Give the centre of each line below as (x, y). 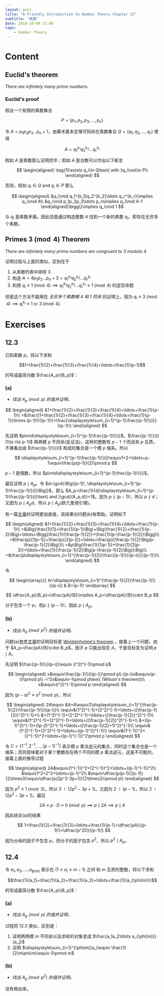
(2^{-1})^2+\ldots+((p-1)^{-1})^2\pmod (63, 736)
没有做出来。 (18, 989)
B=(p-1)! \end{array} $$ (92, 585)
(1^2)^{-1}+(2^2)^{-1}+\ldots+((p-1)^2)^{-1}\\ (63, 730)
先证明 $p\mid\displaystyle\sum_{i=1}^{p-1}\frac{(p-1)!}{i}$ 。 (67, 436)
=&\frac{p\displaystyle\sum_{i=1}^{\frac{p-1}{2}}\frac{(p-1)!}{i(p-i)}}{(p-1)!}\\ (82, 555)
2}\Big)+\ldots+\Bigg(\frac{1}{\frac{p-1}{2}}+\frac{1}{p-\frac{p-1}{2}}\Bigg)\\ (82, 534)
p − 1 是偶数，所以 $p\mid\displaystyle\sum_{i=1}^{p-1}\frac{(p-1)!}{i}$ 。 (78, 473)
